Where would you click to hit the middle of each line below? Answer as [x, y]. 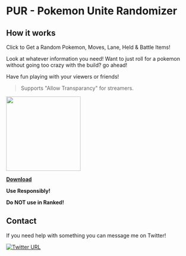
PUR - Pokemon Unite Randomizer [92, 11]
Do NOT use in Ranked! [35, 202]
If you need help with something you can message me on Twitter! [86, 235]
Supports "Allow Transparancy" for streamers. [77, 88]
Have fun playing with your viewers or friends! [63, 77]
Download [19, 179]
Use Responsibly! [28, 191]
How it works [31, 33]
